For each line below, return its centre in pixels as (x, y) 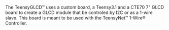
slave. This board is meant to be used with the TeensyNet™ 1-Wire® (75, 18)
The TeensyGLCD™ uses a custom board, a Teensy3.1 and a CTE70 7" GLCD (84, 7)
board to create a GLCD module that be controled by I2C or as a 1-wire (79, 12)
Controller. (16, 23)
